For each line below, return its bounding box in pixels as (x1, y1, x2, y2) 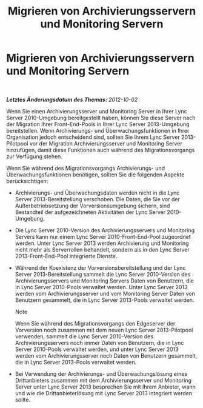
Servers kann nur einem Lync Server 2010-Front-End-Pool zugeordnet (15, 233, 191, 240)
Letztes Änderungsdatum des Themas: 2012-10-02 (6, 96, 138, 103)
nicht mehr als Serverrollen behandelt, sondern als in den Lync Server (15, 246, 190, 253)
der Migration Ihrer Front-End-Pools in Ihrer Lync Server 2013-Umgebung (6, 120, 190, 128)
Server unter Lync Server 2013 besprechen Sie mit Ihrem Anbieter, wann (15, 383, 196, 390)
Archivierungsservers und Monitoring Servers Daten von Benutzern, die (15, 277, 194, 284)
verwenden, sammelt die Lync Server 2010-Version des (15, 332, 153, 340)
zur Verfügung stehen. (6, 153, 62, 160)
